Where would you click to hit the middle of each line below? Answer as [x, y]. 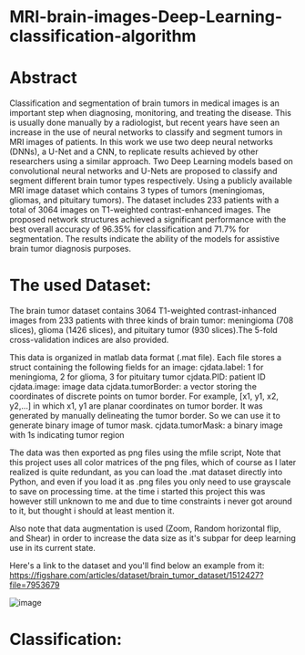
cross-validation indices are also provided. [89, 340]
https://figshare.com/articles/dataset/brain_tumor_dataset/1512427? [137, 576]
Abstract [43, 78]
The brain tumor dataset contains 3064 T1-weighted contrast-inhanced [143, 311]
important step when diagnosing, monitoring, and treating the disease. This [150, 113]
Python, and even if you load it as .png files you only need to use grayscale [150, 482]
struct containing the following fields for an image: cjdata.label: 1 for [137, 368]
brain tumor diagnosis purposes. [71, 249]
